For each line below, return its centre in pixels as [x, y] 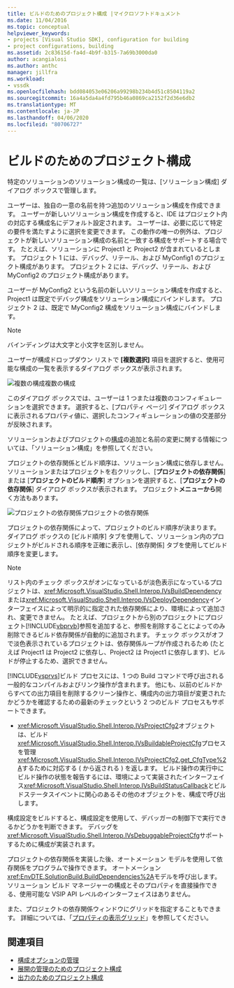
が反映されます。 [31, 425]
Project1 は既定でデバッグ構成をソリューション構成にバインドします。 [108, 299]
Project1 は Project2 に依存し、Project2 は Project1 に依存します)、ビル [123, 652]
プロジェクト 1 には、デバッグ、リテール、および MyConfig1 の [111, 258]
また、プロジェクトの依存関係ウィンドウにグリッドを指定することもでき [111, 909]
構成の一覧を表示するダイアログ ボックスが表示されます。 [103, 369]
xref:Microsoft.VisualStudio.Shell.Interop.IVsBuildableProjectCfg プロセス [122, 743]
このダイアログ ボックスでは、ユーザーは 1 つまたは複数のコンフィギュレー [115, 398]
